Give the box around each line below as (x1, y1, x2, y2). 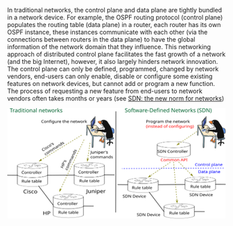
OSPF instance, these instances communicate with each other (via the (7, 28, 208, 36)
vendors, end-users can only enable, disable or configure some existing (7, 72, 213, 80)
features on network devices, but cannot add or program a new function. (7, 80, 216, 87)
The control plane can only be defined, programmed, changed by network (7, 65, 219, 73)
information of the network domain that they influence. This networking (7, 43, 212, 51)
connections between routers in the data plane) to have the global (7, 35, 196, 44)
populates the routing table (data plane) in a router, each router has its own (7, 21, 221, 28)
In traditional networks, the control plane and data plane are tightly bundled (7, 6, 223, 14)
